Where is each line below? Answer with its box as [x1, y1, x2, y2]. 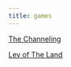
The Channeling [8, 34, 62, 44]
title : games [8, 11, 52, 20]
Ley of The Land [8, 49, 63, 59]
